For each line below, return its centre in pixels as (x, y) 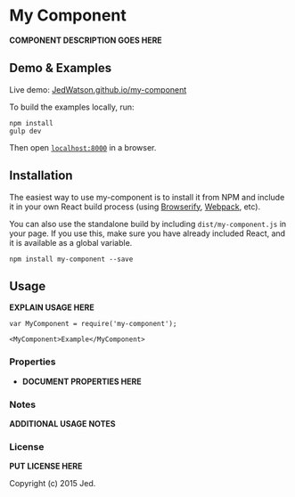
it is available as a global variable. (71, 242)
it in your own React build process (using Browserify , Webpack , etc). (135, 207)
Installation (41, 176)
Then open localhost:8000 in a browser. (83, 147)
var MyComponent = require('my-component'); (93, 324)
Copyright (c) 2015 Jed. (53, 484)
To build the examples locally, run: (72, 107)
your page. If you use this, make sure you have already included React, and (147, 233)
